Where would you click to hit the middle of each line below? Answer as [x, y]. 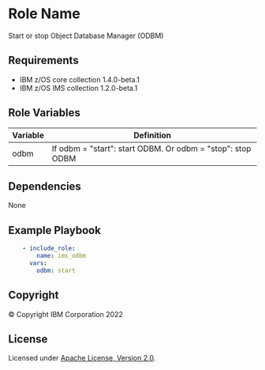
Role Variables [44, 113]
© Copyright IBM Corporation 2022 [66, 314]
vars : [38, 263]
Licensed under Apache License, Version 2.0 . [82, 358]
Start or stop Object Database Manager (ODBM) [86, 36]
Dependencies [45, 186]
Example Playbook [54, 230]
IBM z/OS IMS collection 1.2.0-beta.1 [78, 88]
